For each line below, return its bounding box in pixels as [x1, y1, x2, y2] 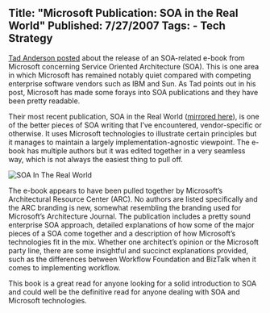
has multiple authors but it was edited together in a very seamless [27, 145, 246, 156]
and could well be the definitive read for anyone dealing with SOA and [8, 286, 240, 297]
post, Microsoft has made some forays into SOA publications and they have [8, 87, 259, 97]
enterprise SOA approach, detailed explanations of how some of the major [8, 219, 255, 229]
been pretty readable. [8, 96, 81, 106]
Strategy [8, 31, 53, 45]
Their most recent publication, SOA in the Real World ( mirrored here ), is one [8, 111, 260, 121]
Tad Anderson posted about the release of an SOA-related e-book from [8, 52, 246, 63]
